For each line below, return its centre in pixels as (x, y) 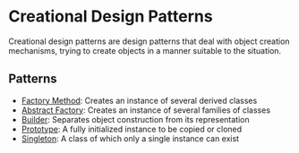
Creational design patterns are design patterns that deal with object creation (149, 41)
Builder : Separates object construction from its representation (135, 119)
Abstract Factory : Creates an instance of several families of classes (145, 110)
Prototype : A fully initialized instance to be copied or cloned (132, 129)
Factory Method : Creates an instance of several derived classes (139, 100)
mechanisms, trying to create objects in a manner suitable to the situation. (145, 50)
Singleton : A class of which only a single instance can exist (130, 138)
